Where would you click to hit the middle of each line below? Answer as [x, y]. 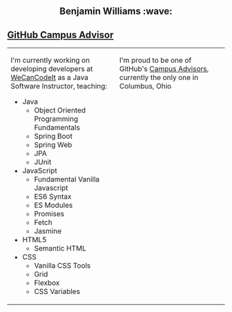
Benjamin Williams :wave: [116, 11]
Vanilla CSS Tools [62, 266]
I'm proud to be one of [156, 60]
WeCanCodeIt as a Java [49, 77]
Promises [49, 214]
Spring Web [53, 145]
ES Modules [54, 205]
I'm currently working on [50, 60]
